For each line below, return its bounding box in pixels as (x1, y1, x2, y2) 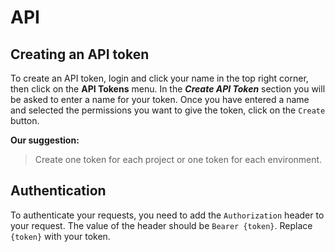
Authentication (10, 182, 107, 200)
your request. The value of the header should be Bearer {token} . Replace (10, 219, 313, 231)
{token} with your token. (10, 230, 111, 242)
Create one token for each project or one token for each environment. (34, 154, 323, 165)
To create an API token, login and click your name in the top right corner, (10, 72, 309, 84)
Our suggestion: (10, 134, 80, 146)
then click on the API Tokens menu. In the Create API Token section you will (10, 83, 326, 95)
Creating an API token (10, 46, 150, 63)
